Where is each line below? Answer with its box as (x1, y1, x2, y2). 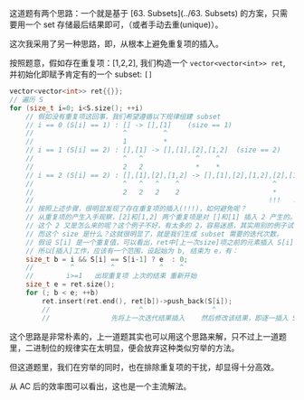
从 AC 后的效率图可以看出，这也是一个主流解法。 (9, 380, 192, 391)
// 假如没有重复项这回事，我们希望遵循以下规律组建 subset (25, 112, 222, 121)
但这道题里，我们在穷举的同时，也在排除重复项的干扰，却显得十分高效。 (9, 361, 279, 372)
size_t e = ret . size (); (25, 280, 116, 289)
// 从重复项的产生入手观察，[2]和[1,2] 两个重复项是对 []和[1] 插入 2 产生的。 (25, 213, 297, 222)
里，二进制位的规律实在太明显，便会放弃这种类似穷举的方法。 (9, 342, 240, 353)
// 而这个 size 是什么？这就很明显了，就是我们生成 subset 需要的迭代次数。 (25, 229, 283, 238)
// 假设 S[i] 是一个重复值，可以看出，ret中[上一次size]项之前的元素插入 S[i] (25, 237, 294, 247)
